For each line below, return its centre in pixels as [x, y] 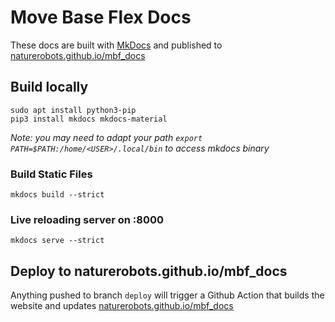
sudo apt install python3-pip [73, 110]
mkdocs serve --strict [57, 241]
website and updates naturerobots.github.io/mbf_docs [122, 306]
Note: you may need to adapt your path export [106, 137]
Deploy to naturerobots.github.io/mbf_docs [149, 271]
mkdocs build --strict [57, 195]
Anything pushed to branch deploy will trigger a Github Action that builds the [167, 295]
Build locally [49, 87]
